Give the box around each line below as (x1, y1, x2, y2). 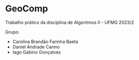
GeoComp (5, 3, 48, 14)
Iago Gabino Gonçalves (12, 49, 61, 55)
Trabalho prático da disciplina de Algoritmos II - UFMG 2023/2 (5, 19, 134, 25)
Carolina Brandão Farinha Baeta (12, 38, 79, 45)
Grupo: (5, 29, 20, 35)
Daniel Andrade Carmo (12, 44, 60, 50)
